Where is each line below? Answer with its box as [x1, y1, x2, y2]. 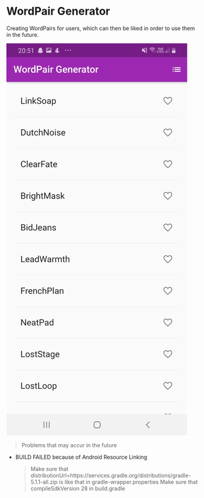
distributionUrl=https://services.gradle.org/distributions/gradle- [30, 472, 191, 479]
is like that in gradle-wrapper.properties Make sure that [59, 478, 198, 485]
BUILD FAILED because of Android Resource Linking [15, 453, 148, 461]
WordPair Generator [6, 4, 110, 18]
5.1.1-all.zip [30, 478, 58, 485]
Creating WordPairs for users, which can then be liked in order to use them [6, 25, 195, 32]
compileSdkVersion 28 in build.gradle [30, 485, 126, 492]
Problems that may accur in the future [21, 441, 118, 448]
